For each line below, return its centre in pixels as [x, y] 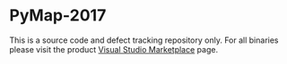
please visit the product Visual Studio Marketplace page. [113, 49]
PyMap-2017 [58, 16]
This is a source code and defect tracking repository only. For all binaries [144, 40]
